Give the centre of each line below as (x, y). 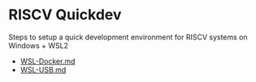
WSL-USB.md (43, 69)
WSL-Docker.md (48, 61)
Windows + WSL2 (39, 45)
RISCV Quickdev (65, 15)
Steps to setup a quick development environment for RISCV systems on (128, 37)
